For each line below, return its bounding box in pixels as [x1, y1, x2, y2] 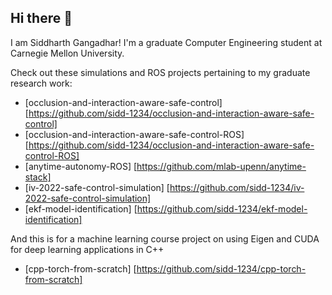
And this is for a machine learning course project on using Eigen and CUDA [10, 232, 320, 245]
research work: [10, 77, 73, 89]
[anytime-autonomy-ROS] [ [24, 160, 138, 172]
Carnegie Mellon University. [10, 47, 125, 59]
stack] [24, 171, 52, 183]
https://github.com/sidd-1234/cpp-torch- [136, 262, 307, 275]
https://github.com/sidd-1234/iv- [169, 181, 305, 193]
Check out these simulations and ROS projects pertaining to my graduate [10, 66, 311, 78]
